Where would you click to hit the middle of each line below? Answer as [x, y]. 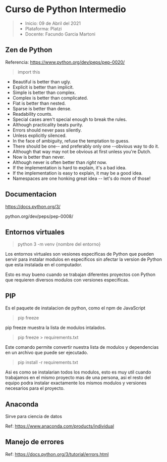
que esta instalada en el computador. [44, 265]
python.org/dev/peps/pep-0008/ [39, 216]
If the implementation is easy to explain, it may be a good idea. [77, 173]
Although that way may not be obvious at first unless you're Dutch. [82, 151]
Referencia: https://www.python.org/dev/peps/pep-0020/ [65, 62]
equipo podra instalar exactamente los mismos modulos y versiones [76, 383]
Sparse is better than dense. [42, 108]
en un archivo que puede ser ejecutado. [47, 353]
